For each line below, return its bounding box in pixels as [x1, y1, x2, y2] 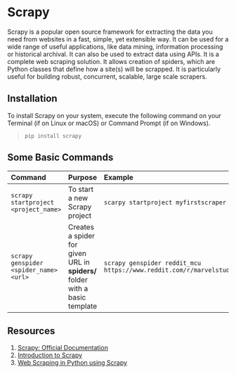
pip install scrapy [24, 132, 82, 139]
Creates [67, 222, 95, 232]
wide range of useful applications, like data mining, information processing [7, 42, 223, 51]
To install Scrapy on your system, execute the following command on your [7, 111, 221, 120]
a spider [67, 231, 96, 240]
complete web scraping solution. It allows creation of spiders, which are [7, 57, 216, 65]
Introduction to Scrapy [17, 351, 83, 359]
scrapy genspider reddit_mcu [104, 259, 202, 267]
